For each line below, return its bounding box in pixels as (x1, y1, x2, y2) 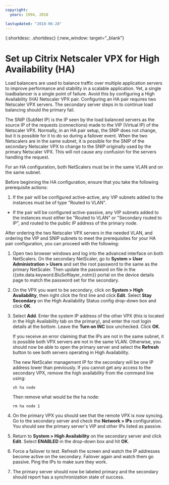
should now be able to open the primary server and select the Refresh (12, 344, 159, 350)
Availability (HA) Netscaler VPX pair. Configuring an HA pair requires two (5, 96, 156, 102)
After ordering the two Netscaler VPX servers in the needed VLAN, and (5, 230, 153, 236)
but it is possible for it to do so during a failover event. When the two (5, 133, 148, 139)
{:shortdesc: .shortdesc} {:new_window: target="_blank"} (5, 35, 125, 41)
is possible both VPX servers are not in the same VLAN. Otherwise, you (12, 339, 161, 345)
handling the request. (5, 154, 49, 160)
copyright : (5, 7, 28, 13)
